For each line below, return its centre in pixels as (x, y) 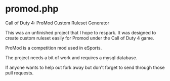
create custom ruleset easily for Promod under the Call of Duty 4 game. (80, 38)
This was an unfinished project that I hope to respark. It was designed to (81, 32)
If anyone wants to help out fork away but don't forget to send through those (85, 67)
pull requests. (19, 73)
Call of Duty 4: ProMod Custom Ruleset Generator (57, 23)
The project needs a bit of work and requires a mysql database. (71, 57)
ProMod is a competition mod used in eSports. (54, 48)
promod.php (32, 9)
